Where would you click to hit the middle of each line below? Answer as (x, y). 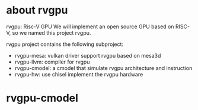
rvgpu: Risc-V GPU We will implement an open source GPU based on (90, 26)
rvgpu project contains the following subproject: (65, 44)
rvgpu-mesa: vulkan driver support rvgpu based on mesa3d (88, 55)
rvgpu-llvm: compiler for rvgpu (52, 62)
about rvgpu (37, 10)
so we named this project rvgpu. (52, 32)
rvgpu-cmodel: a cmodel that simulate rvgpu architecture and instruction (103, 68)
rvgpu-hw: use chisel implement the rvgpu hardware (79, 74)
